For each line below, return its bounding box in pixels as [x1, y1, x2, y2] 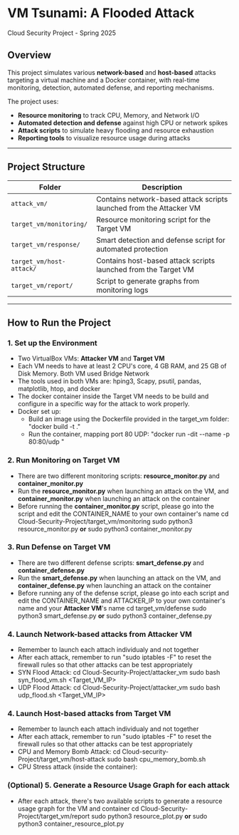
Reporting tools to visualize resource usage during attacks [17, 133, 191, 142]
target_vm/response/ [11, 240, 80, 249]
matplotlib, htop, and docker [17, 385, 101, 393]
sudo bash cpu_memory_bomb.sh [107, 755, 206, 764]
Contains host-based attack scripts [95, 255, 216, 265]
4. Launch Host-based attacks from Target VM [7, 709, 171, 719]
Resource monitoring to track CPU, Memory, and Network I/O [17, 110, 200, 119]
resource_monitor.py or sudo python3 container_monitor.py [17, 524, 192, 533]
